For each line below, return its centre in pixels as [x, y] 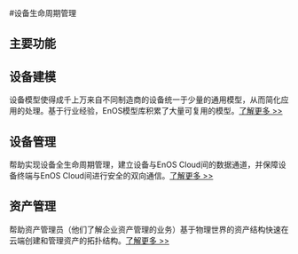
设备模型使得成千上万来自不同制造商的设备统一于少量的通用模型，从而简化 [145, 99]
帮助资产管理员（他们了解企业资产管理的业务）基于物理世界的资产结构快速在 [149, 229]
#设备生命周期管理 [43, 13]
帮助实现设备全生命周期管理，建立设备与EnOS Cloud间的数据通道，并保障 [144, 165]
